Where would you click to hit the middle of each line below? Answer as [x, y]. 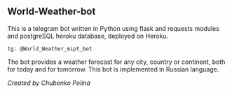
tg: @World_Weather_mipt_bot [50, 48]
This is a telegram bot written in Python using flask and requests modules [113, 28]
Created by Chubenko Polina [49, 83]
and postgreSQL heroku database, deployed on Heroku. [88, 36]
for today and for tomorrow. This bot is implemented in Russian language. [113, 69]
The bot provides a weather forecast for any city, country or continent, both [116, 62]
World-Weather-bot [52, 12]
